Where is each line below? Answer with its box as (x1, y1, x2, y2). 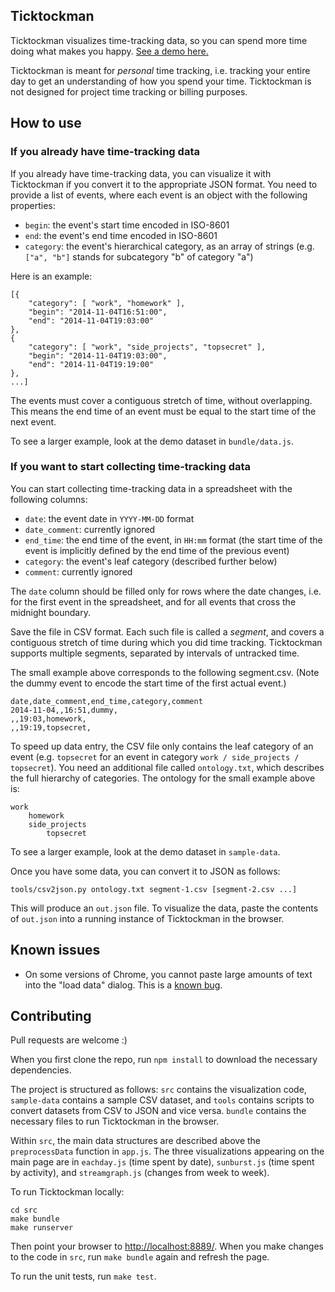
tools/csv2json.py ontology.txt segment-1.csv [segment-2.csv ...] (10, 884, 298, 894)
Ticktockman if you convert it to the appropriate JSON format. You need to (10, 178, 318, 190)
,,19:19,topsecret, (10, 722, 92, 733)
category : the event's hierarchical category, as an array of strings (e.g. (24, 240, 315, 252)
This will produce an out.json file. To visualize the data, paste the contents (10, 902, 319, 914)
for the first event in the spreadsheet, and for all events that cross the (10, 595, 297, 608)
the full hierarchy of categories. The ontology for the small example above (10, 772, 316, 784)
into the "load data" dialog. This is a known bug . (24, 979, 223, 991)
